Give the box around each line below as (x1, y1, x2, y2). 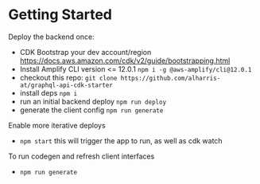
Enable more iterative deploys (8, 120, 106, 130)
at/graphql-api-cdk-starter (19, 81, 113, 89)
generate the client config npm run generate (19, 105, 164, 115)
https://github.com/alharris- (120, 74, 221, 82)
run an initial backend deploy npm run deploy (19, 96, 167, 106)
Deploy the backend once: (8, 32, 95, 41)
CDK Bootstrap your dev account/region (19, 47, 152, 57)
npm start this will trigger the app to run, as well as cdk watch (19, 135, 223, 145)
